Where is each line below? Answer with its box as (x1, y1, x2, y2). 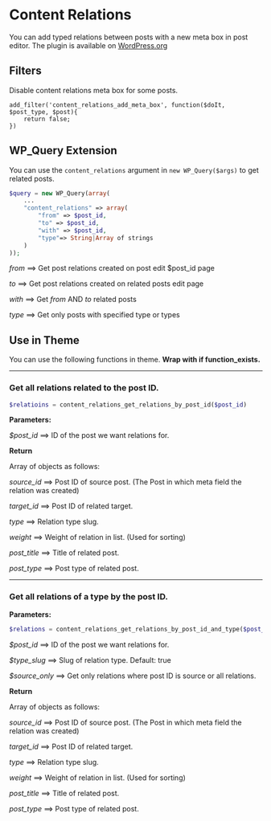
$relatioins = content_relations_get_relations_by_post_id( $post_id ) (9, 400, 248, 409)
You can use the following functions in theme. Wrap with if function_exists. (9, 355, 261, 365)
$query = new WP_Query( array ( (9, 189, 111, 198)
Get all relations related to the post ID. (9, 382, 159, 394)
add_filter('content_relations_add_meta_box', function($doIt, (9, 100, 226, 109)
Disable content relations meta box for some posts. (9, 85, 179, 95)
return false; (23, 115, 71, 123)
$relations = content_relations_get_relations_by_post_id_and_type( (9, 625, 244, 633)
